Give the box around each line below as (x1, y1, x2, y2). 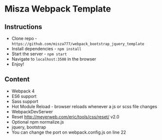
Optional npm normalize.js (11, 119, 64, 124)
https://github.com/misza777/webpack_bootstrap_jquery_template (11, 42, 145, 47)
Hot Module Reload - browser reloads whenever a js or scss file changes (11, 103, 157, 109)
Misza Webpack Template (4, 3, 111, 15)
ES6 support (11, 93, 37, 99)
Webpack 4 (11, 88, 35, 94)
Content (4, 75, 30, 83)
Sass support (11, 98, 38, 104)
